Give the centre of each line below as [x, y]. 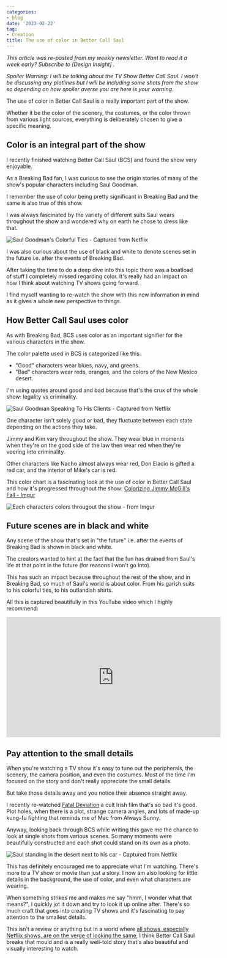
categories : [21, 12]
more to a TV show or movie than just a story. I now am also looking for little [102, 873]
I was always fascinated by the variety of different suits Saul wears [91, 215]
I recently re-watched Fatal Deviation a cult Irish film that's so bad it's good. [102, 805]
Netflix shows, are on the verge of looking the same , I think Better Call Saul [101, 935]
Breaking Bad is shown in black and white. [60, 547]
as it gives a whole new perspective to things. [64, 301]
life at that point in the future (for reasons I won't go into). [79, 566]
